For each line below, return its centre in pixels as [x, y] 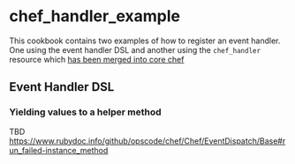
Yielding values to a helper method [85, 112]
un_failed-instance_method [59, 150]
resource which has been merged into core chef [97, 59]
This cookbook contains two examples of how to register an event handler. [145, 41]
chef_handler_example [95, 16]
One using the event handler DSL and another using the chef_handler [135, 49]
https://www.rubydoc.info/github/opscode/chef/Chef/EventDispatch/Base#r [147, 141]
